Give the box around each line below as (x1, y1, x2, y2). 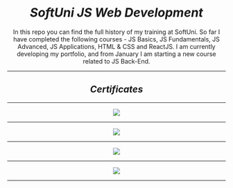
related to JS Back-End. (83, 57, 150, 65)
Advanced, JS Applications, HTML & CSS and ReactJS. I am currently (17, 42, 216, 50)
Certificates (89, 84, 144, 95)
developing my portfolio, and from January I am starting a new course (17, 50, 216, 58)
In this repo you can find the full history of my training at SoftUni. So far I (12, 28, 221, 36)
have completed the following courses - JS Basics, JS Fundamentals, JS (12, 35, 221, 43)
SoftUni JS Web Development (30, 5, 203, 21)
